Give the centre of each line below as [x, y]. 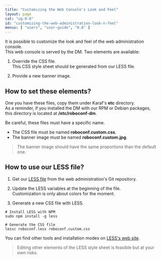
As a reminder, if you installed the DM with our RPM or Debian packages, [78, 108]
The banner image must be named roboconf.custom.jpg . [70, 137]
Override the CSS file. [34, 61]
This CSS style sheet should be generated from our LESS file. [73, 67]
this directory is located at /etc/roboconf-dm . [51, 113]
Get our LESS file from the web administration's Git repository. [74, 179]
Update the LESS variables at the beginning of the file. [66, 188]
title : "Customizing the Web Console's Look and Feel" [62, 9]
